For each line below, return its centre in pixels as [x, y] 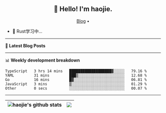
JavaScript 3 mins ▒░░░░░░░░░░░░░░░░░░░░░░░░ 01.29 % [76, 84]
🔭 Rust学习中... [27, 31]
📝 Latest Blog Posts [25, 45]
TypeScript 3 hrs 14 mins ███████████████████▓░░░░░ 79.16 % [76, 71]
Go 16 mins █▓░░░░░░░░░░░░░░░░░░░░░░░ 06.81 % [76, 79]
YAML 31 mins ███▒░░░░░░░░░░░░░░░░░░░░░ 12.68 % [76, 75]
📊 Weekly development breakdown [42, 60]
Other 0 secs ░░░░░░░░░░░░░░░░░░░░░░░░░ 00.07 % [76, 88]
